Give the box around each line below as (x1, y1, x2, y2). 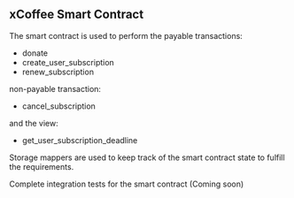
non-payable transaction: (9, 83, 102, 94)
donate (21, 48, 49, 58)
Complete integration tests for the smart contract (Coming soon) (9, 179, 244, 189)
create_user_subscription (21, 57, 115, 67)
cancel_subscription (21, 101, 96, 111)
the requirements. (9, 161, 74, 171)
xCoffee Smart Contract (9, 7, 144, 22)
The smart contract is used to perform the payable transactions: (9, 30, 244, 41)
